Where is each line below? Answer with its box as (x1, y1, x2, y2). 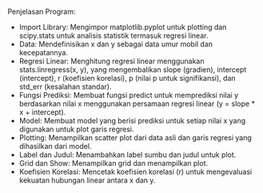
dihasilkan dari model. (18, 142, 92, 151)
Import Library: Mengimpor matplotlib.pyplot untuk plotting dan (18, 22, 227, 31)
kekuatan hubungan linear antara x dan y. (18, 175, 156, 185)
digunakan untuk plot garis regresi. (18, 124, 134, 134)
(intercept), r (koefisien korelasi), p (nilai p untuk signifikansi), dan (18, 74, 237, 82)
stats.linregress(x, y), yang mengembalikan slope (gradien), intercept (18, 65, 247, 74)
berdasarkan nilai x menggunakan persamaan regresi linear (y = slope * (18, 99, 255, 108)
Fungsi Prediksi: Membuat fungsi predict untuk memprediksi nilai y (18, 90, 239, 99)
